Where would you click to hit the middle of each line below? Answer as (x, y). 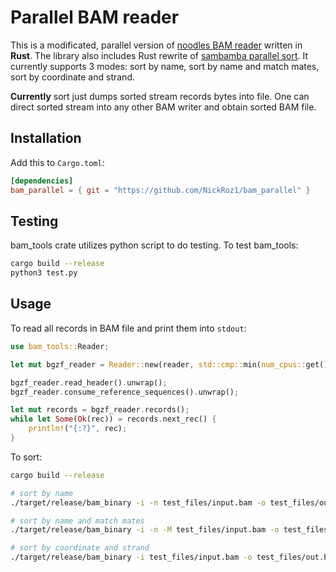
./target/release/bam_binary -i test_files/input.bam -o (131, 557)
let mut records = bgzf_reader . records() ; (100, 410)
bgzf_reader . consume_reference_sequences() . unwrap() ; (125, 392)
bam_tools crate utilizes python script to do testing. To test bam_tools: (154, 245)
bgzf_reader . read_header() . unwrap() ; (89, 382)
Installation (46, 138)
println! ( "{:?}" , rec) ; (78, 429)
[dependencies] (42, 181)
